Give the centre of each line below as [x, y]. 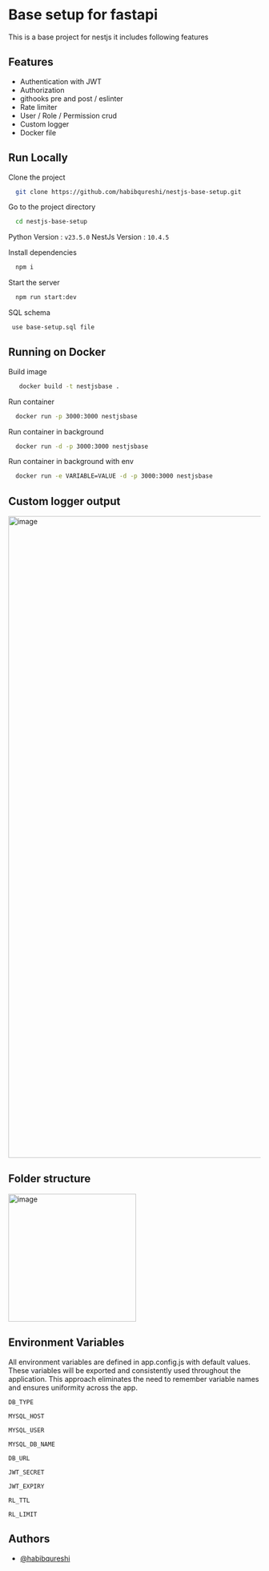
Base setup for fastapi [83, 15]
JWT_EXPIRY [26, 1486]
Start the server [34, 283]
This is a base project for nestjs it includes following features [108, 37]
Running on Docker [57, 352]
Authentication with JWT [61, 81]
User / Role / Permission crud [68, 115]
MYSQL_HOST [26, 1416]
